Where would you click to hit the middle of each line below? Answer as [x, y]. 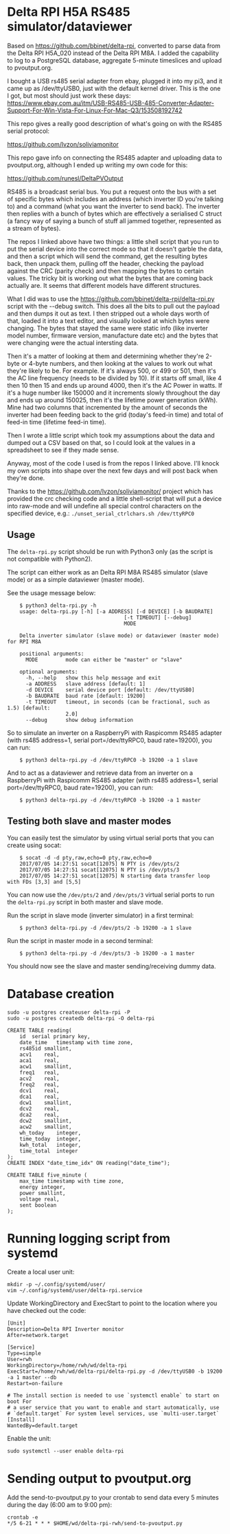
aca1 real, [39, 1060]
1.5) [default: [29, 708]
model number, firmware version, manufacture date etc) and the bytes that [113, 335]
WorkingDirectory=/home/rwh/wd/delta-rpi [67, 1366]
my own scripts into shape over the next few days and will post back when [113, 470]
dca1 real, [39, 1097]
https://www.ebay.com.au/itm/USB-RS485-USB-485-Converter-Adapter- [111, 103]
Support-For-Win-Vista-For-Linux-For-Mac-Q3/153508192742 [95, 110]
